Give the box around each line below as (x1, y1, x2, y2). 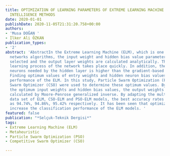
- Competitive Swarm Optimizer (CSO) (5, 139, 85, 144)
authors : (5, 26, 24, 31)
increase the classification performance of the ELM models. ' (10, 106, 146, 111)
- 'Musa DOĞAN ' (5, 31, 39, 36)
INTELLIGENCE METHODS (10, 12, 56, 17)
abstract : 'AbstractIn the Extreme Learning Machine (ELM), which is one (5, 49, 164, 55)
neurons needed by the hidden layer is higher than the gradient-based (10, 69, 164, 74)
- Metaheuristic (5, 129, 39, 134)
